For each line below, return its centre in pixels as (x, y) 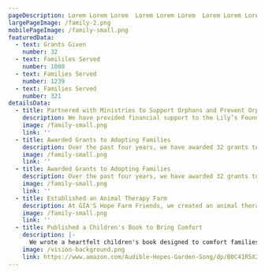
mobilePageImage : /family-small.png (68, 30)
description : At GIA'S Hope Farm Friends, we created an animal (130, 205)
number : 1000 (44, 67)
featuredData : (32, 37)
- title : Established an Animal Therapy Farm (91, 198)
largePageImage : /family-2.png (60, 23)
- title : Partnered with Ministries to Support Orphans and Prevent (130, 111)
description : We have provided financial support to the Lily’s (130, 118)
